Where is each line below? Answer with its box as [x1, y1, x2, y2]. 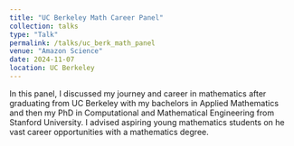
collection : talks [9, 22, 79, 31]
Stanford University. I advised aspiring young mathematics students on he [9, 116, 285, 127]
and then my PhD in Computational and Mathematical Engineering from [9, 107, 274, 118]
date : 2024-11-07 [9, 55, 75, 64]
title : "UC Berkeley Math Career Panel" [9, 13, 165, 23]
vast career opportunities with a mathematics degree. [9, 126, 210, 137]
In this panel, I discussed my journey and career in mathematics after [9, 87, 267, 99]
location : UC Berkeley [9, 64, 95, 73]
